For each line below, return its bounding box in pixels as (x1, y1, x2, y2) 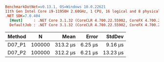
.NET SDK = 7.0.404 (5, 13, 41, 18)
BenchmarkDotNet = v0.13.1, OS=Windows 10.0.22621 (5, 4, 106, 9)
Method (7, 33, 26, 40)
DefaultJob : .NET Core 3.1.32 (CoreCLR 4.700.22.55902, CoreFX (9, 22, 143, 27)
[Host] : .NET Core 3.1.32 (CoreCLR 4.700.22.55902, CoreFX (9, 18, 143, 23)
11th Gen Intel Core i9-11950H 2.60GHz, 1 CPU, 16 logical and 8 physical (5, 9, 161, 14)
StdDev (106, 33, 124, 40)
